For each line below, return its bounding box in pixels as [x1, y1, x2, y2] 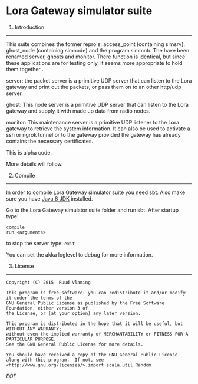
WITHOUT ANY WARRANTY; [6, 326, 62, 332]
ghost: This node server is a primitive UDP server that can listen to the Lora [6, 101, 189, 108]
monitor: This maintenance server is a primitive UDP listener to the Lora [6, 119, 180, 126]
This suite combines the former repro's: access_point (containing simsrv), [6, 40, 186, 48]
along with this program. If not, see [6, 357, 104, 363]
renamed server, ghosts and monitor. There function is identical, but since [6, 53, 186, 60]
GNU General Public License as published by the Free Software [6, 300, 165, 306]
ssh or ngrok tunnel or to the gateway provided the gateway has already [6, 131, 181, 138]
